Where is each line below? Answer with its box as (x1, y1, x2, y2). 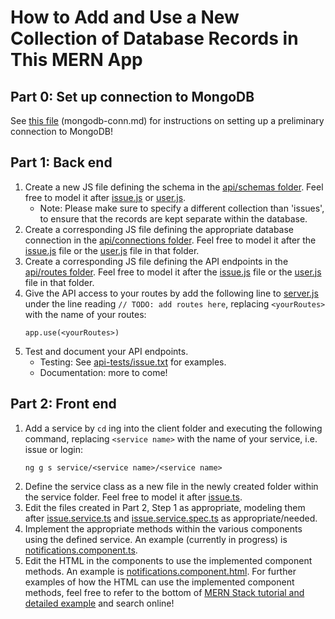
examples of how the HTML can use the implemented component (24, 576, 295, 588)
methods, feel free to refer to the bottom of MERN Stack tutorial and (24, 586, 305, 598)
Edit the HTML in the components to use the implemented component (24, 554, 313, 566)
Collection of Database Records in (10, 27, 299, 50)
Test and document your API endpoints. (24, 345, 189, 357)
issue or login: (24, 443, 84, 455)
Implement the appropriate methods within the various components (24, 522, 303, 535)
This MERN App (10, 49, 143, 71)
